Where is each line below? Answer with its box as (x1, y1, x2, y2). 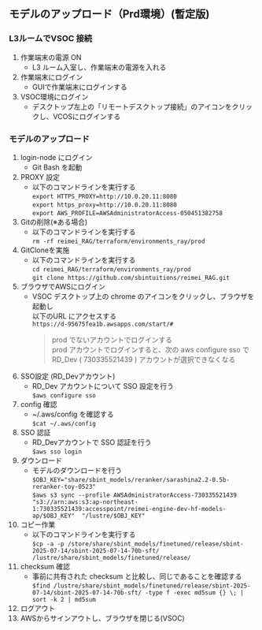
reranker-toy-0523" (31, 483, 97, 490)
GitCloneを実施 (20, 245, 70, 255)
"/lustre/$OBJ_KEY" (81, 512, 146, 520)
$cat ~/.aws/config (31, 419, 97, 427)
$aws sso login (31, 448, 82, 456)
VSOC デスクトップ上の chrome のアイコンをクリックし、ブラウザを (31, 291, 255, 301)
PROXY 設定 (20, 172, 60, 181)
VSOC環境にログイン (20, 91, 89, 101)
